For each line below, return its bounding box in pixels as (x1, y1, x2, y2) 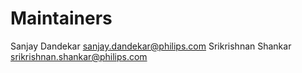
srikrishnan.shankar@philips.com (10, 50, 148, 62)
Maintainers (10, 7, 113, 30)
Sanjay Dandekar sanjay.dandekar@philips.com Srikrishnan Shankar (10, 40, 292, 52)
